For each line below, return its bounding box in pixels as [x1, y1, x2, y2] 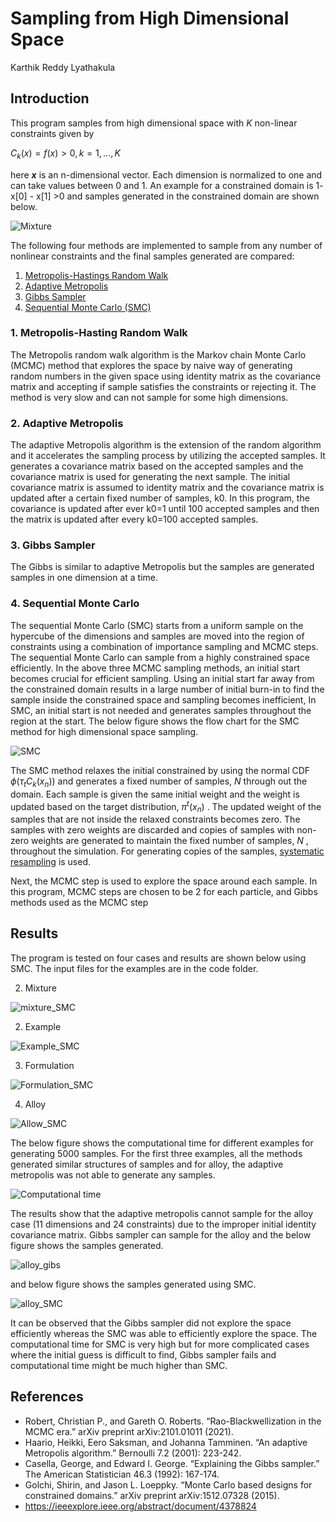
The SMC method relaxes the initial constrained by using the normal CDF [10, 764, 311, 776]
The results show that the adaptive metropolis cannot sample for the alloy [10, 1207, 314, 1219]
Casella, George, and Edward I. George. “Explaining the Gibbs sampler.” [24, 1457, 320, 1469]
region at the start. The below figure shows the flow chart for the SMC [10, 715, 300, 727]
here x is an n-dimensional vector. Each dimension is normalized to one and [10, 168, 323, 181]
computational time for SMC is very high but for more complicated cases [10, 1338, 310, 1350]
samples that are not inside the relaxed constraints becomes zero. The [10, 813, 301, 825]
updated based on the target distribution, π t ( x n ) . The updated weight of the [10, 798, 322, 814]
